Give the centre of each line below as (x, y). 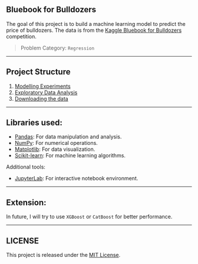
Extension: (26, 202)
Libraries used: (34, 123)
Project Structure (38, 72)
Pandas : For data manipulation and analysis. (68, 137)
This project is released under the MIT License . (63, 255)
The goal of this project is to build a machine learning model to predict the (96, 24)
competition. (22, 36)
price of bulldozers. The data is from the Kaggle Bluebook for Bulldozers (94, 30)
